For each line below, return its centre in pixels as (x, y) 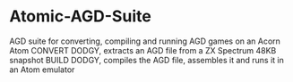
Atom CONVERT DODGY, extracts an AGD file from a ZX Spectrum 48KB (143, 50)
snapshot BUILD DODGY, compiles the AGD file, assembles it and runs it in (147, 60)
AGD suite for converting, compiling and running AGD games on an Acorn (145, 41)
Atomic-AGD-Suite (81, 16)
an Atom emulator (42, 70)
